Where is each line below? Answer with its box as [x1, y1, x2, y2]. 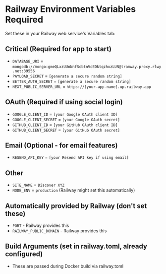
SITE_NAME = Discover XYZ [12, 182, 65, 188]
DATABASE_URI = [12, 58, 44, 64]
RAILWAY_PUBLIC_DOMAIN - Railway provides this [12, 228, 107, 234]
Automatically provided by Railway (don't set [5, 202, 147, 210]
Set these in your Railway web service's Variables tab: [5, 30, 115, 36]
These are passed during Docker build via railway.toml [12, 263, 124, 269]
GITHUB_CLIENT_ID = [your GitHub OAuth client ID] [12, 122, 118, 128]
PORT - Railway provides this [12, 222, 69, 228]
